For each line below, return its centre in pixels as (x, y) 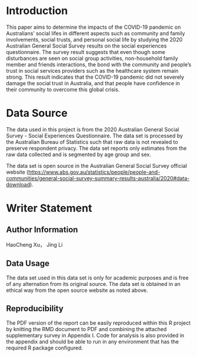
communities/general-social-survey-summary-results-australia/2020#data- (98, 178)
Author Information (42, 230)
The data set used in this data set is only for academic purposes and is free (98, 278)
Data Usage (28, 263)
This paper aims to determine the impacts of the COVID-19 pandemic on (94, 27)
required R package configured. (45, 348)
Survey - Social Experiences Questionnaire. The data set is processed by (95, 136)
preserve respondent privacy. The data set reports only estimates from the (96, 148)
